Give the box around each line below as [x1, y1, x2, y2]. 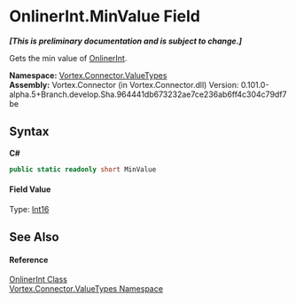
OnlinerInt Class [9, 274, 68, 285]
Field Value [9, 184, 51, 195]
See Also [9, 229, 59, 245]
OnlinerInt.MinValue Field [9, 6, 201, 27]
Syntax [9, 124, 50, 140]
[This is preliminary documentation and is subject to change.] [9, 36, 242, 46]
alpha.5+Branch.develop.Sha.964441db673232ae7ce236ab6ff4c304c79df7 [9, 89, 287, 100]
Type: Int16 [9, 203, 50, 214]
